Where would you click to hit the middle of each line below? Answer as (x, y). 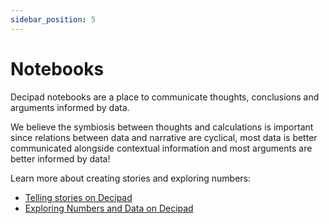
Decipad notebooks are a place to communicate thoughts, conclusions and (165, 97)
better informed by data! (60, 158)
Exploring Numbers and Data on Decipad (109, 208)
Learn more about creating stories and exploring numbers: (130, 178)
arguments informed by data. (70, 107)
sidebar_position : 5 (53, 19)
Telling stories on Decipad (78, 197)
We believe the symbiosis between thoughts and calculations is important (162, 127)
